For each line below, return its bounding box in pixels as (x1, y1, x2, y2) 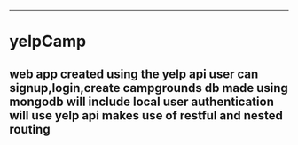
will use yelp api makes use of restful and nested (9, 108, 284, 123)
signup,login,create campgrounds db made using (9, 80, 288, 95)
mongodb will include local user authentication (9, 94, 275, 109)
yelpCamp (9, 32, 87, 51)
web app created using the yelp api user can (9, 66, 259, 81)
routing (9, 121, 51, 137)
